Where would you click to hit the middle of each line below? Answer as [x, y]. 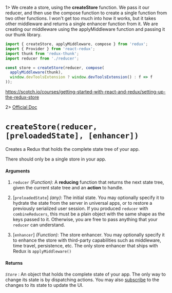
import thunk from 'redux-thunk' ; [42, 53]
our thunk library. [24, 35]
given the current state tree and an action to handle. [68, 188]
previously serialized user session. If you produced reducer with [80, 209]
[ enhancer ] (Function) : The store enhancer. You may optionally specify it [89, 235]
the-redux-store [22, 97]
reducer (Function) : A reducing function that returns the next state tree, [88, 182]
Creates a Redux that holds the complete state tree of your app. [73, 149]
